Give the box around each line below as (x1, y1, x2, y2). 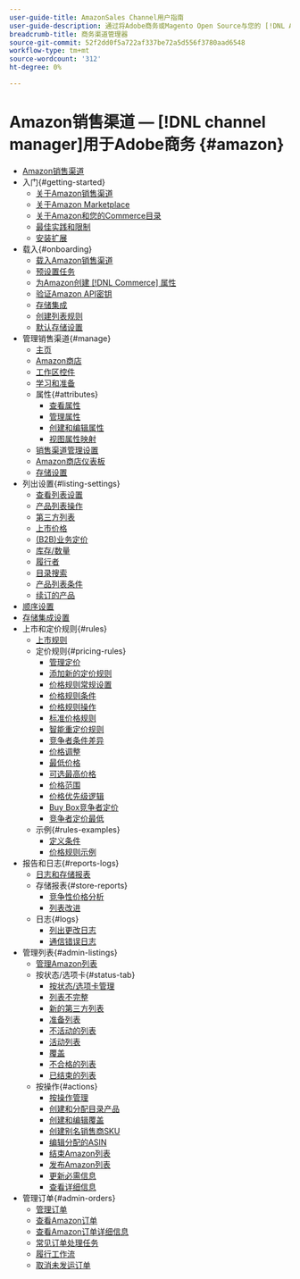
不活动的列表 (48, 1024, 96, 1036)
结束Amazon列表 (48, 1148, 112, 1158)
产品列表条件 (35, 578, 83, 589)
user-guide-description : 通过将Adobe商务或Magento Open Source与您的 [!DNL (9, 21, 286, 30)
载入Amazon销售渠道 (35, 255, 113, 265)
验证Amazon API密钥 (35, 288, 112, 299)
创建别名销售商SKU (48, 1125, 121, 1136)
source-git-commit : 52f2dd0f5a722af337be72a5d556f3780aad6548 (9, 38, 246, 47)
